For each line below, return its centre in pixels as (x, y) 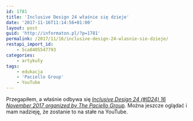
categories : (20, 55)
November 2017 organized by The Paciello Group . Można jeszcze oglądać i (96, 105)
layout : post (22, 28)
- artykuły (30, 60)
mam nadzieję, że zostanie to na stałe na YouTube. (67, 112)
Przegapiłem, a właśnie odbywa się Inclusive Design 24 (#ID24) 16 (86, 99)
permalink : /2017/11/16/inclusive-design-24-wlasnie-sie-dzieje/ (87, 39)
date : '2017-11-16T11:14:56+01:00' (49, 22)
